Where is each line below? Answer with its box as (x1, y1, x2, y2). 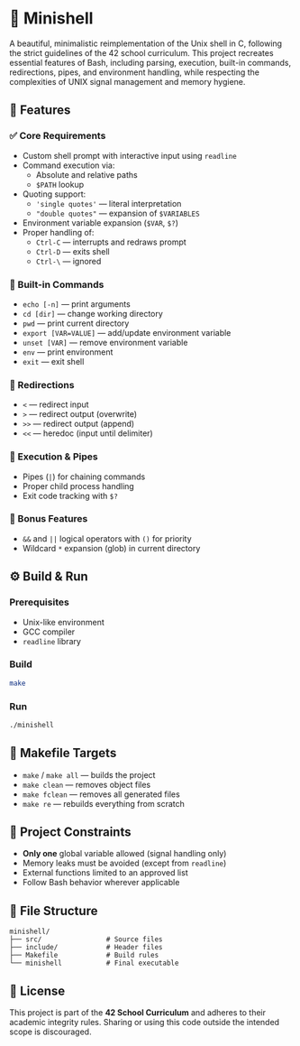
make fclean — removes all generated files (22, 789, 180, 800)
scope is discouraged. (9, 1026, 92, 1037)
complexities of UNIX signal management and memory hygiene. (9, 76, 246, 87)
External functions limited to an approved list (22, 867, 188, 878)
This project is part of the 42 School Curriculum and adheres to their (9, 1007, 267, 1018)
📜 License (9, 983, 66, 998)
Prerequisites (9, 596, 69, 608)
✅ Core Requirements (9, 130, 106, 143)
